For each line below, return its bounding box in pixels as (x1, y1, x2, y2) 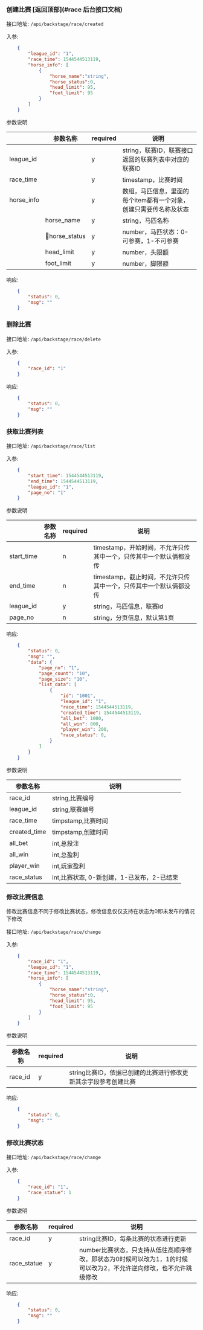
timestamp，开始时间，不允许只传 (93, 544, 190, 552)
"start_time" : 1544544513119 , (28, 472, 104, 478)
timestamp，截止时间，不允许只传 (93, 573, 190, 581)
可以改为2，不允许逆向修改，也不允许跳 (79, 1264, 192, 1272)
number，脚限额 (122, 259, 169, 268)
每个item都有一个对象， (122, 196, 189, 204)
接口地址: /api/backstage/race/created (6, 20, 104, 28)
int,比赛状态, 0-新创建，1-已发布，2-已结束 (52, 873, 179, 881)
